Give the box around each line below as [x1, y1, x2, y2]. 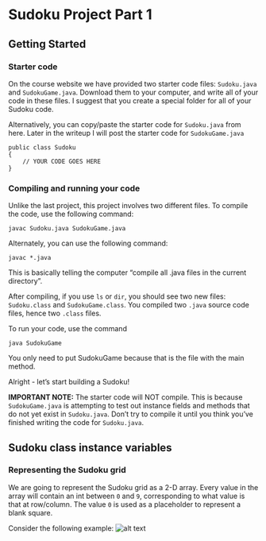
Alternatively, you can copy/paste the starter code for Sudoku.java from [8, 119, 241, 129]
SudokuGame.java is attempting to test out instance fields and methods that [8, 401, 250, 411]
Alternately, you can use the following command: [8, 238, 168, 248]
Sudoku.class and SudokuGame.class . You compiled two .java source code [8, 300, 250, 310]
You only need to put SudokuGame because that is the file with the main [8, 354, 245, 363]
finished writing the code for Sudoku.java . [8, 418, 145, 427]
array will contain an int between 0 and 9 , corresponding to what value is [8, 491, 245, 500]
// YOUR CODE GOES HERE [22, 157, 102, 165]
